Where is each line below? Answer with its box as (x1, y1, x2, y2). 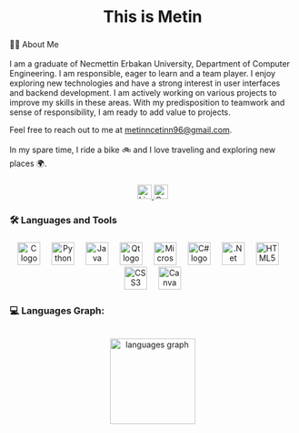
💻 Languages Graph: (9, 304, 105, 316)
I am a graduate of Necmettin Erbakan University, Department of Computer (9, 58, 291, 69)
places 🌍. (9, 158, 47, 170)
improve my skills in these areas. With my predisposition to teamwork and (9, 98, 285, 108)
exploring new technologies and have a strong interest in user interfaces (9, 77, 281, 88)
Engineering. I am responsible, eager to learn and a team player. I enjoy (9, 68, 275, 79)
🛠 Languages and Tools (9, 213, 118, 226)
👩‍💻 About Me (9, 39, 59, 50)
